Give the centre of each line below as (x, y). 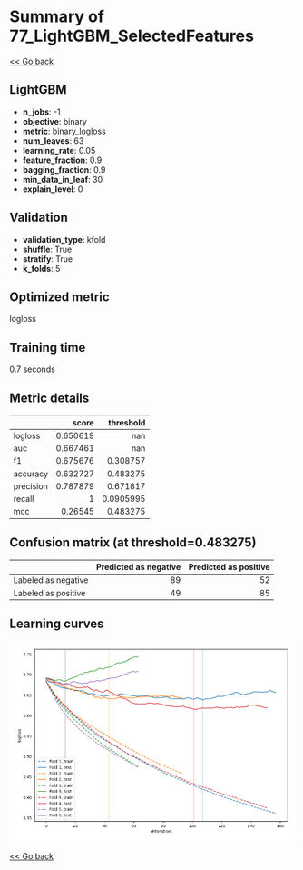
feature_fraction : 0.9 (62, 160)
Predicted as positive (229, 567)
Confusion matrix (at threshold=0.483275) (133, 543)
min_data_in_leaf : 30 (62, 179)
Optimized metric (60, 297)
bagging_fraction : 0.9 (64, 169)
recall (24, 499)
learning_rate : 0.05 (59, 150)
